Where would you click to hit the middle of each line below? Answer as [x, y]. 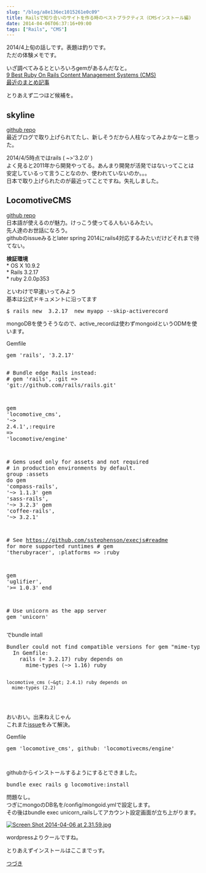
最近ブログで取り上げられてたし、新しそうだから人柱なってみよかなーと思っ [103, 137]
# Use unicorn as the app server [57, 611]
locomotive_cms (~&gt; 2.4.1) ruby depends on [67, 682]
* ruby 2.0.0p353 [28, 278]
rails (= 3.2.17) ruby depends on [71, 659]
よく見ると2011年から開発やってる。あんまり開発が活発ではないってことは [100, 166]
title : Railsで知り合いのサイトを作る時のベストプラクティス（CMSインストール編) [99, 18]
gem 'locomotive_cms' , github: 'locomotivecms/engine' [90, 748]
